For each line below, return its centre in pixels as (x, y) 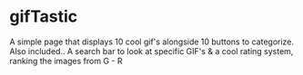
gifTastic (44, 17)
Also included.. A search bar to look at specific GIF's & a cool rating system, (151, 51)
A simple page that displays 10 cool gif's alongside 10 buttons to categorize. (151, 42)
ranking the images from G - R (66, 61)
